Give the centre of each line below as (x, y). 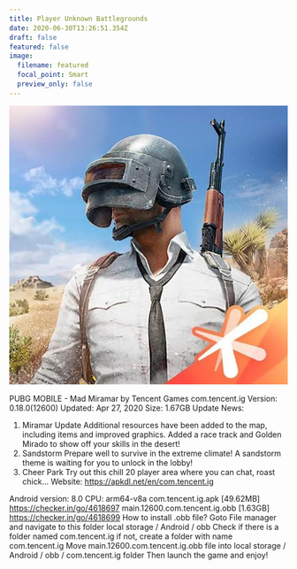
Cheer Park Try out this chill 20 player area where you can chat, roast (148, 472)
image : (21, 56)
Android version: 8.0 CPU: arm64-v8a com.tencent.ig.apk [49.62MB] (135, 498)
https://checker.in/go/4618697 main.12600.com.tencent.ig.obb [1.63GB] (140, 508)
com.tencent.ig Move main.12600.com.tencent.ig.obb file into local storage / (148, 545)
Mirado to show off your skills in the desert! (101, 443)
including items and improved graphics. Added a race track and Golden (152, 434)
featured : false (39, 47)
